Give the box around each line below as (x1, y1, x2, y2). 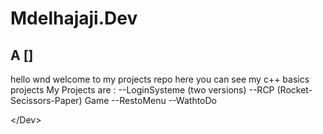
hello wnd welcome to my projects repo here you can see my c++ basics (10, 73, 310, 85)
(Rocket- (276, 84, 313, 96)
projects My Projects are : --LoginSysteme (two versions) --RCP (10, 84, 275, 96)
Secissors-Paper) (10, 95, 83, 106)
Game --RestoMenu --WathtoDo (84, 95, 218, 106)
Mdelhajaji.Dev (10, 7, 138, 30)
